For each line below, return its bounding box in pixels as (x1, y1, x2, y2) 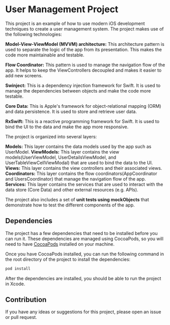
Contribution (5, 296, 47, 304)
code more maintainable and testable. (5, 52, 85, 58)
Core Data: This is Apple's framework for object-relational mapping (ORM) (5, 103, 161, 109)
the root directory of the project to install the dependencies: (5, 256, 131, 262)
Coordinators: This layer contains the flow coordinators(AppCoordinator (5, 170, 157, 176)
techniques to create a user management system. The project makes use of (5, 25, 164, 32)
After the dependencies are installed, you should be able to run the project (5, 275, 161, 281)
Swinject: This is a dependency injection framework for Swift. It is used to (5, 82, 161, 88)
